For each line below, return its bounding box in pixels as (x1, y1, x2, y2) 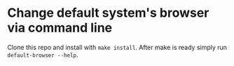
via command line (7, 20, 113, 36)
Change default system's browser (7, 5, 209, 21)
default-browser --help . (7, 51, 78, 59)
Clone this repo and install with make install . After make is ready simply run (7, 43, 228, 51)
